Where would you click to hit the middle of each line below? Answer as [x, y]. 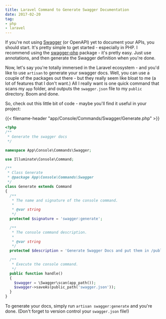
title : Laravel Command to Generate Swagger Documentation [67, 10]
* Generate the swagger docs [37, 137]
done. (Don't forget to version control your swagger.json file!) [67, 311]
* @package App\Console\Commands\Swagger [50, 177]
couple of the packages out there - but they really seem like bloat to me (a [81, 78]
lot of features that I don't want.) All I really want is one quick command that [82, 83]
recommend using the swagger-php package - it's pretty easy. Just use [78, 53]
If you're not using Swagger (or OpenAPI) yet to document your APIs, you [80, 42]
